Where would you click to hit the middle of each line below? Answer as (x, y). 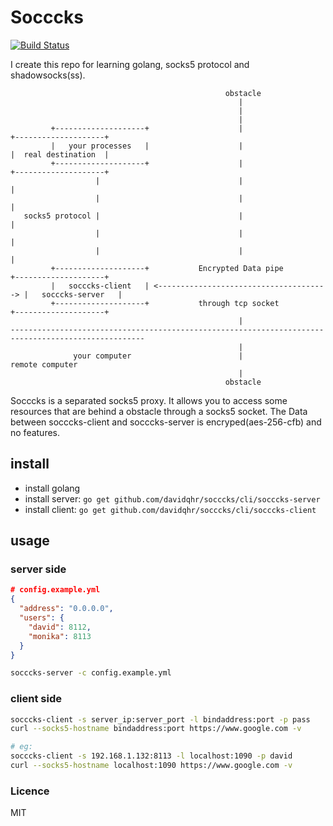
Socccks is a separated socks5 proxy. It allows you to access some (149, 400)
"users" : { (42, 618)
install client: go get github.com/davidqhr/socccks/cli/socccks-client (170, 509)
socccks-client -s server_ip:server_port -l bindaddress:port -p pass (160, 719)
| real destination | (60, 154)
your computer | (158, 356)
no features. (35, 432)
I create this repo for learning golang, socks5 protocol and (130, 64)
